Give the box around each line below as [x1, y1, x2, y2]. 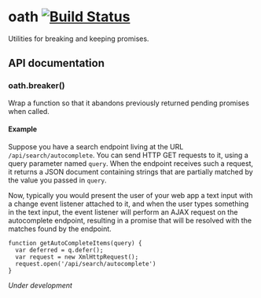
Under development [8, 280, 73, 290]
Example [8, 124, 38, 134]
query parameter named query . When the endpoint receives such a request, [8, 158, 254, 168]
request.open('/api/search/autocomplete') [15, 259, 156, 267]
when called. [8, 106, 50, 116]
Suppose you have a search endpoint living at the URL [8, 142, 184, 151]
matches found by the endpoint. [8, 224, 112, 234]
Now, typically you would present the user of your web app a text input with [8, 190, 253, 200]
